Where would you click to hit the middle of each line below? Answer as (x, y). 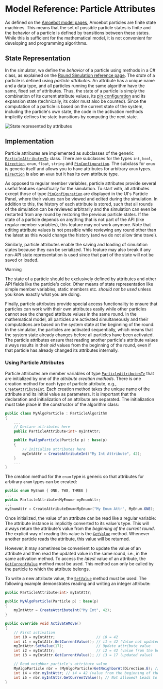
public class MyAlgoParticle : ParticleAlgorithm (56, 413)
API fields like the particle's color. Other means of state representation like (79, 284)
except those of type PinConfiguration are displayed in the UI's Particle (76, 194)
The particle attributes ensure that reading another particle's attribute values (81, 340)
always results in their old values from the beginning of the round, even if (78, 345)
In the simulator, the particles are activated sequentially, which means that (79, 329)
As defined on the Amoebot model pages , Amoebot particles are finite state (81, 22)
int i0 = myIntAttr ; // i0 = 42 (66, 637)
